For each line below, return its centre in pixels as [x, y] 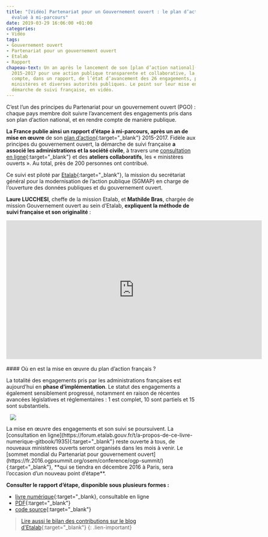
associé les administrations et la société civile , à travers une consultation [99, 150]
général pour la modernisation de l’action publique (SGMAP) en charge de [98, 181]
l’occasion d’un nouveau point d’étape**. [56, 473]
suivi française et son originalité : [49, 212]
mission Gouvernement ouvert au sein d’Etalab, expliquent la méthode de [98, 205]
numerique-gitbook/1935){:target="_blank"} [61, 441]
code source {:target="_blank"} [53, 509]
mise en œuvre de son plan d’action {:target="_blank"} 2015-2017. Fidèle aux [101, 137]
